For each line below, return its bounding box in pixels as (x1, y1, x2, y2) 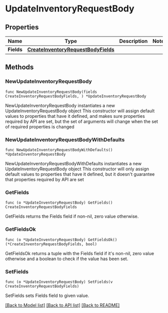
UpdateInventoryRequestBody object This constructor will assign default (5, 108, 155, 114)
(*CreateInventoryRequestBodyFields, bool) (5, 242, 97, 247)
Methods (5, 63, 34, 71)
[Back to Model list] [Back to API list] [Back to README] (5, 302, 120, 308)
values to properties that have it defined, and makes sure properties (5, 113, 145, 119)
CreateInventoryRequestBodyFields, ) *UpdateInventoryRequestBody (5, 93, 146, 99)
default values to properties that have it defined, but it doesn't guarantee (5, 171, 155, 177)
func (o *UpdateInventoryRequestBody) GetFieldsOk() (5, 237, 117, 242)
